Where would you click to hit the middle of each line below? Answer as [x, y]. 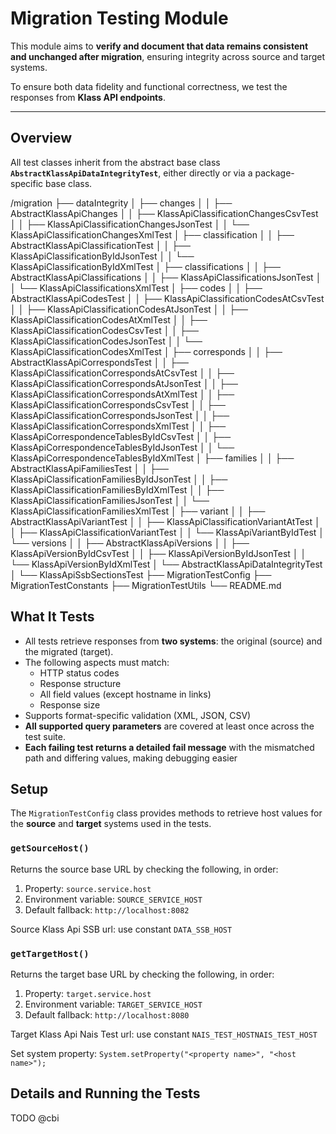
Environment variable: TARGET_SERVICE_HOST [113, 1004]
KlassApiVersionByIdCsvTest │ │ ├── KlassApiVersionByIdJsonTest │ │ [158, 553]
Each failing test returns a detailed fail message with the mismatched [169, 747]
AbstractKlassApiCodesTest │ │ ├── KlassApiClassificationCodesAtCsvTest [167, 298]
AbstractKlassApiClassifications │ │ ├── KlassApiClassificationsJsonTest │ [166, 277]
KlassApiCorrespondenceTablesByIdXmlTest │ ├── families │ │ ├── [152, 458]
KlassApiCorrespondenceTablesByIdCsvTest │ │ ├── [121, 436]
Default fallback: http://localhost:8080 [107, 1014]
